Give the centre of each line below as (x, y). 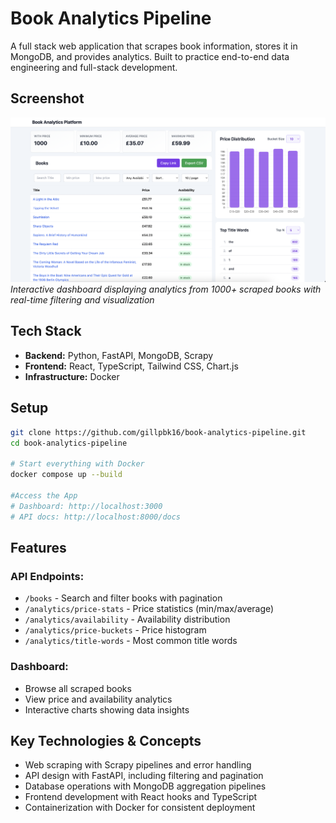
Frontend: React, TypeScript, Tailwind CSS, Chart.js (131, 366)
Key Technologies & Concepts (106, 740)
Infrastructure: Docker (72, 376)
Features (38, 547)
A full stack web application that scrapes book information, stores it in (154, 46)
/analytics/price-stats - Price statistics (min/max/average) (149, 609)
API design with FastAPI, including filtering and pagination (144, 776)
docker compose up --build (66, 475)
